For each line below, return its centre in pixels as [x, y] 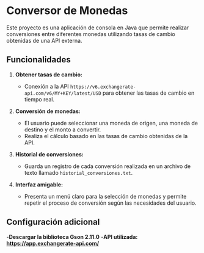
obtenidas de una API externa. [44, 40]
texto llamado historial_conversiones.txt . [78, 172]
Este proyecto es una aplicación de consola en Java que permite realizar [98, 28]
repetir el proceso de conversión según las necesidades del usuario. [110, 203]
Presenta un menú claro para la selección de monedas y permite [105, 196]
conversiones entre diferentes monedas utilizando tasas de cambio [91, 34]
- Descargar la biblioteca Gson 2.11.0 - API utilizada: [72, 237]
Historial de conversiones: [49, 154]
